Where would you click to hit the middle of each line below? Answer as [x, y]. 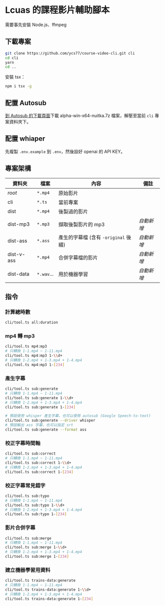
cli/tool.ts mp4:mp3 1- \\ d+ [34, 356]
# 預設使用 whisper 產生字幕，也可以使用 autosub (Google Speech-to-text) [78, 416]
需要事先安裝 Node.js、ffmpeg [36, 25]
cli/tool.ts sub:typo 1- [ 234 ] [36, 514]
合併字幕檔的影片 [78, 258]
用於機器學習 [73, 274]
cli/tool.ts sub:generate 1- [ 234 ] [41, 407]
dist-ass [17, 240]
